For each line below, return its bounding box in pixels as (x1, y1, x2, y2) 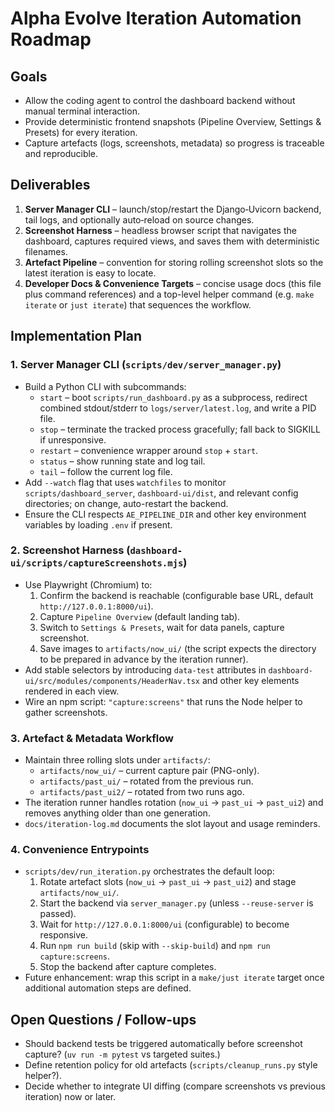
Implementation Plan (10, 328, 143, 345)
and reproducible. (24, 148, 99, 159)
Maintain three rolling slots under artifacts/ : (24, 754, 211, 766)
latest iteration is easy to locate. (24, 267, 157, 279)
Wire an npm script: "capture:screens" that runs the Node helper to (24, 695, 303, 707)
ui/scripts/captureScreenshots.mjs (10, 558, 184, 569)
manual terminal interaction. (24, 105, 140, 117)
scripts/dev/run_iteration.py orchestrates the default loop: (24, 865, 275, 877)
